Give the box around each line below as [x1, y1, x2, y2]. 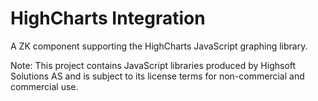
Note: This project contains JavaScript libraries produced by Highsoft [10, 59, 297, 71]
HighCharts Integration [10, 7, 206, 30]
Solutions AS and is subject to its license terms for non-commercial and [10, 70, 305, 82]
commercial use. [10, 80, 79, 92]
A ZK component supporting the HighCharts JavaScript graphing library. [10, 40, 308, 52]
